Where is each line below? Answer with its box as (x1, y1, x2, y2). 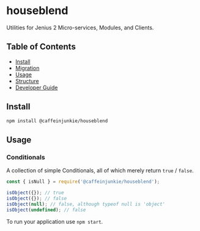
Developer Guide (15, 84, 58, 91)
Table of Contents (6, 42, 76, 52)
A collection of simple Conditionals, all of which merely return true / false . (6, 167, 194, 174)
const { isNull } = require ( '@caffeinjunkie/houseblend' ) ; (6, 178, 160, 185)
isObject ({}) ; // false (6, 195, 67, 202)
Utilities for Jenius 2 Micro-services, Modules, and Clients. (6, 24, 154, 31)
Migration (15, 64, 40, 71)
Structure (15, 77, 39, 84)
